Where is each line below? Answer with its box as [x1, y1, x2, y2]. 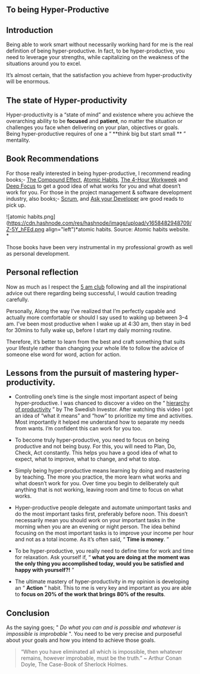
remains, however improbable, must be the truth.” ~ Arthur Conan [20, 654, 182, 662]
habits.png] [27, 213, 55, 220]
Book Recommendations [6, 154, 99, 164]
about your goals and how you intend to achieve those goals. [6, 636, 156, 644]
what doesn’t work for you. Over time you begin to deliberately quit [14, 480, 180, 487]
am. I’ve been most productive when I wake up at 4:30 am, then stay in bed [6, 320, 191, 327]
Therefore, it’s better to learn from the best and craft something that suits [6, 338, 186, 345]
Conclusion [6, 608, 50, 618]
